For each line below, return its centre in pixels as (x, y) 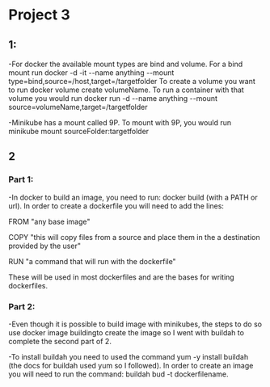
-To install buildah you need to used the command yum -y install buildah (129, 356)
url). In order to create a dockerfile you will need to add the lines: (116, 206)
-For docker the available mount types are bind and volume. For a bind (126, 64)
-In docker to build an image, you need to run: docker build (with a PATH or (133, 197)
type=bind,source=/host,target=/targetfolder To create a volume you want (132, 81)
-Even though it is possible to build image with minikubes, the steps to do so (135, 324)
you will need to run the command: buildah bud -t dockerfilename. (118, 374)
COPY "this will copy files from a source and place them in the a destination (134, 237)
